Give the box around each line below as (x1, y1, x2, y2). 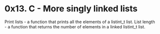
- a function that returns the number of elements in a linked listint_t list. (4, 24, 145, 29)
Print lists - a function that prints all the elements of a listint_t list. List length (4, 19, 155, 25)
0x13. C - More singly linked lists (4, 3, 138, 14)
